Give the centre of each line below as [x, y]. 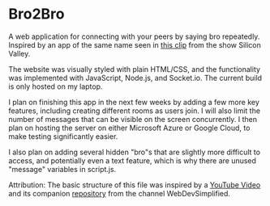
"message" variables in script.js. [62, 169]
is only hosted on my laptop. [56, 86]
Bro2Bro [36, 14]
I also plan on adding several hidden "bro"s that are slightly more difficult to [135, 152]
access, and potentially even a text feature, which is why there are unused [133, 160]
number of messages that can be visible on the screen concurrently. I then [133, 119]
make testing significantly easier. [63, 136]
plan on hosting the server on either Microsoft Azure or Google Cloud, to [129, 128]
